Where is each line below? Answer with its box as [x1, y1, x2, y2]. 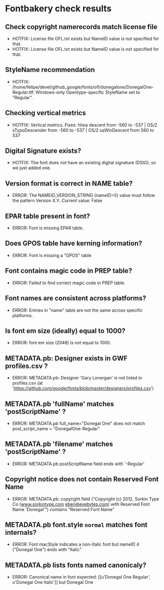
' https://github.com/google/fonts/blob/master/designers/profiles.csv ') [12, 385, 154, 391]
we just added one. [12, 165, 52, 171]
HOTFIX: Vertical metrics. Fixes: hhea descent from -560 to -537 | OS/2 [12, 122, 158, 128]
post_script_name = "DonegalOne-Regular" [12, 425, 100, 432]
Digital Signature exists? [5, 147, 82, 155]
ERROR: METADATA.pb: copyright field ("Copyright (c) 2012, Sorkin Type [12, 496, 160, 502]
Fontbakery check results [5, 3, 112, 14]
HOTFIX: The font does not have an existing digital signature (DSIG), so [12, 160, 156, 166]
